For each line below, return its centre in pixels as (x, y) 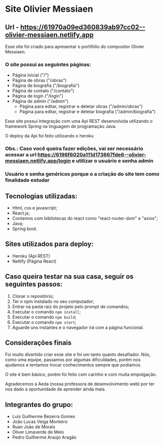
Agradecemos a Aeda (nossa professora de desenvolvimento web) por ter (80, 384)
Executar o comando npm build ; (44, 317)
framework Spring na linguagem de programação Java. (61, 127)
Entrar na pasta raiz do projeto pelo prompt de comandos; (71, 306)
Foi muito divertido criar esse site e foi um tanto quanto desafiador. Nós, (78, 355)
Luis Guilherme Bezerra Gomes (44, 417)
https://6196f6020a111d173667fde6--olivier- (92, 155)
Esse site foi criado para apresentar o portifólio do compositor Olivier (75, 47)
